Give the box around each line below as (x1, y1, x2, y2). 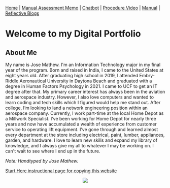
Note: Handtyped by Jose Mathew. (5, 158, 79, 164)
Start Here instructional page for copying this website (5, 168, 117, 174)
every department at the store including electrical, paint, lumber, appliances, (5, 132, 165, 138)
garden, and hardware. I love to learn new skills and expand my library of (5, 137, 158, 143)
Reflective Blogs (5, 10, 40, 16)
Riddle (5, 78, 19, 84)
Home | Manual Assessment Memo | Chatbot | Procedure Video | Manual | (5, 5, 160, 11)
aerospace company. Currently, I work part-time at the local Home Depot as (5, 110, 164, 116)
